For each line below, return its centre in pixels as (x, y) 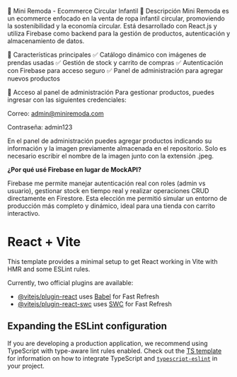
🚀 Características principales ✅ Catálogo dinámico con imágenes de (107, 54)
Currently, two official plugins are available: (70, 282)
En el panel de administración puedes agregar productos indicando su (110, 141)
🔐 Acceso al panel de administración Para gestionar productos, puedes (111, 92)
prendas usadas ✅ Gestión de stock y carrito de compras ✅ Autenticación (115, 63)
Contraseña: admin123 (40, 127)
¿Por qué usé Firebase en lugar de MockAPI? (74, 169)
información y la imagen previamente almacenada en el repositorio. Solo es (117, 148)
